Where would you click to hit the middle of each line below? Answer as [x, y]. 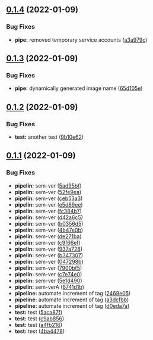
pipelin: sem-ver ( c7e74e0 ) [48, 274]
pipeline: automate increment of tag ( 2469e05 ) [73, 293]
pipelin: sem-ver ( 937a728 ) [49, 249]
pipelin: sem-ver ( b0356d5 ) [49, 223]
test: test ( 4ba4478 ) [40, 331]
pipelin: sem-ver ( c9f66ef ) [48, 242]
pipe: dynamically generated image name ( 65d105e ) [79, 88]
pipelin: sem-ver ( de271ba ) [48, 236]
